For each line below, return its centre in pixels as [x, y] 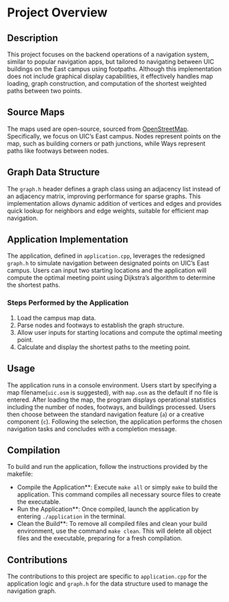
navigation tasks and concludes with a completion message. [92, 429]
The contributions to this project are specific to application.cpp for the [107, 577]
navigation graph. [32, 591]
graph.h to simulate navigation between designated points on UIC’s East [108, 263]
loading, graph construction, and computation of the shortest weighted [107, 83]
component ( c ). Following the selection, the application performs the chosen [114, 421]
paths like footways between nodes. [58, 150]
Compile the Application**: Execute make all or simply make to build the [117, 487]
